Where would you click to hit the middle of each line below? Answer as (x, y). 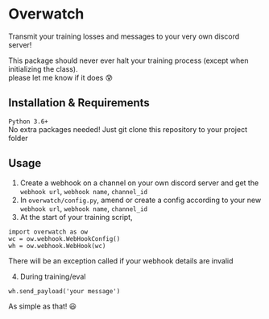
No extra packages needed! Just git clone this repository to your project (128, 129)
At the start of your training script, (76, 217)
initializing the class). (43, 68)
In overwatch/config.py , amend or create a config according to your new (141, 200)
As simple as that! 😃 (43, 306)
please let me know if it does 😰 (61, 77)
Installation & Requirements (79, 103)
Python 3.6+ (28, 122)
